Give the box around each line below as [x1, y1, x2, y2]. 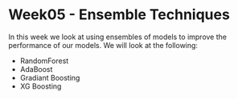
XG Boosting [19, 81, 62, 91]
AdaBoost [19, 64, 53, 73]
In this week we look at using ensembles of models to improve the [8, 32, 228, 42]
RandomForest [19, 56, 69, 65]
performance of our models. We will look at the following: [8, 40, 199, 49]
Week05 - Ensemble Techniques [8, 6, 231, 24]
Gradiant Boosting [19, 73, 80, 82]
